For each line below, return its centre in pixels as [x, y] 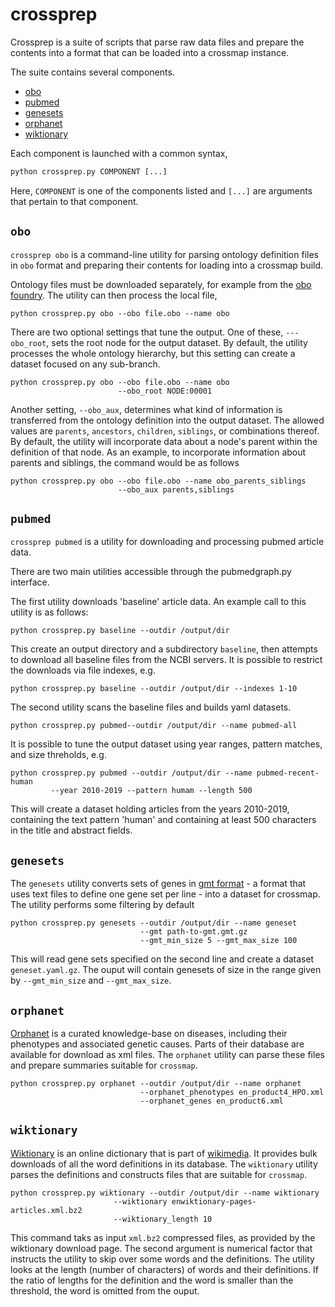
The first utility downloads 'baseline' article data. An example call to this [158, 602]
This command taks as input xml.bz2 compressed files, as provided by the [163, 1237]
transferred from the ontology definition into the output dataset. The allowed [167, 420]
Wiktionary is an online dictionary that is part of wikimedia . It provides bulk [164, 1153]
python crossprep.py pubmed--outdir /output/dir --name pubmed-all [154, 726]
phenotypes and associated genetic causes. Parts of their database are [157, 1044]
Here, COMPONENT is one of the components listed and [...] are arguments [161, 190]
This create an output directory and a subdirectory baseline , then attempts [164, 649]
